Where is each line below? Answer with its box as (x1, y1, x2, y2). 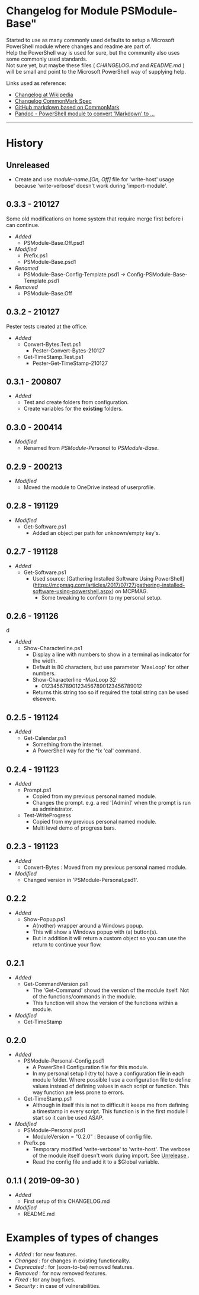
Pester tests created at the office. (6, 323, 88, 330)
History (6, 137, 44, 150)
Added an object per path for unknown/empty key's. (32, 529, 161, 536)
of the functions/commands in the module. (32, 992, 137, 1000)
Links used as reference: (6, 79, 66, 87)
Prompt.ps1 (23, 786, 52, 794)
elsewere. (32, 695, 56, 702)
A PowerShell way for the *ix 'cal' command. (32, 747, 142, 754)
